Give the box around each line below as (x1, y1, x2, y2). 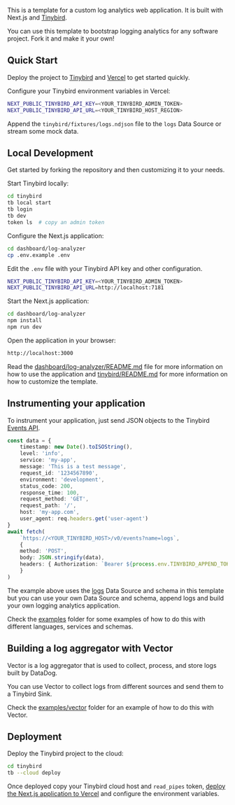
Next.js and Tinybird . (7, 13, 68, 22)
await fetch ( (7, 528, 45, 535)
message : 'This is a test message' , (20, 463, 127, 470)
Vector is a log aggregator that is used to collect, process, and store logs (7, 661, 217, 669)
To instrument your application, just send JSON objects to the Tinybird (7, 416, 210, 424)
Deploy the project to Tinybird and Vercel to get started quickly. (7, 73, 190, 81)
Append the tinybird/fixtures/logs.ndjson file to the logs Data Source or (7, 119, 222, 128)
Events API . (7, 423, 41, 432)
